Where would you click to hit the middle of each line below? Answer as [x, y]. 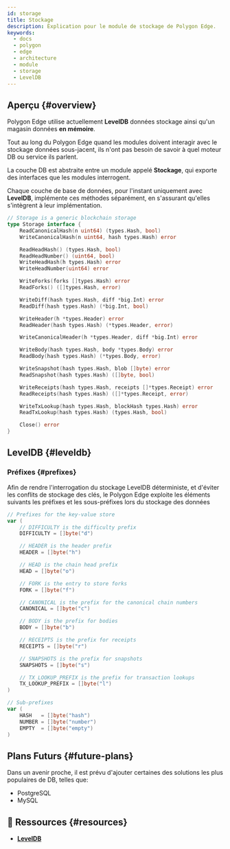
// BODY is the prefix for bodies [69, 621]
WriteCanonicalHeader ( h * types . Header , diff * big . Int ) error [108, 337]
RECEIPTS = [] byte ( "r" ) [54, 646]
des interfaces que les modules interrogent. [69, 178]
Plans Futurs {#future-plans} [70, 756]
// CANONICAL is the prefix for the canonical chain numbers [108, 602]
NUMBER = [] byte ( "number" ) [58, 722]
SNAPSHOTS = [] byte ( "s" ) [55, 665]
